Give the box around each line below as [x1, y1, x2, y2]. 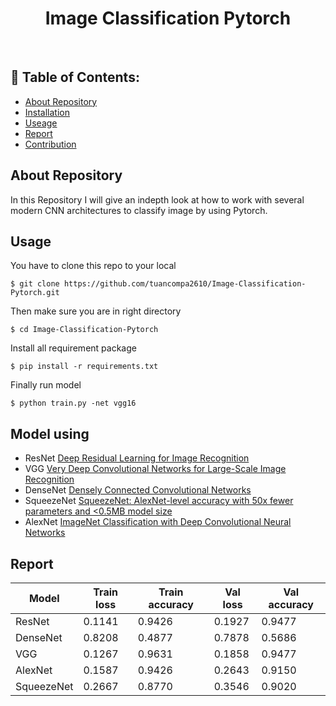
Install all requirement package [10, 342, 137, 354]
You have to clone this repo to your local [10, 260, 177, 272]
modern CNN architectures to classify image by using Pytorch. [10, 204, 268, 216]
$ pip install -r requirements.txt [10, 362, 159, 372]
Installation [24, 106, 71, 118]
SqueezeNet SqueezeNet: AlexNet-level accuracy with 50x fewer [24, 495, 294, 507]
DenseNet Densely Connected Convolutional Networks [24, 484, 252, 496]
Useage [24, 117, 58, 129]
